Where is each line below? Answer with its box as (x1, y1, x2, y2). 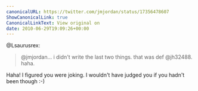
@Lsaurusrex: (6, 42, 41, 49)
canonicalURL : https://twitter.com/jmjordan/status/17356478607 (6, 8, 169, 15)
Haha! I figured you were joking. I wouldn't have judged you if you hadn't (6, 71, 185, 78)
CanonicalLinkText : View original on (6, 20, 100, 26)
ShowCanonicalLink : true (6, 14, 68, 20)
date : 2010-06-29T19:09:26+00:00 (6, 25, 89, 32)
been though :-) (6, 78, 45, 85)
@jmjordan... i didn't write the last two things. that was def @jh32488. (20, 53, 193, 60)
